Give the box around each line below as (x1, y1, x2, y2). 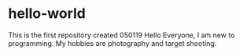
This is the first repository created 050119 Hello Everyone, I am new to (8, 30, 235, 40)
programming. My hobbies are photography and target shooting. (8, 38, 217, 47)
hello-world (8, 5, 87, 23)
